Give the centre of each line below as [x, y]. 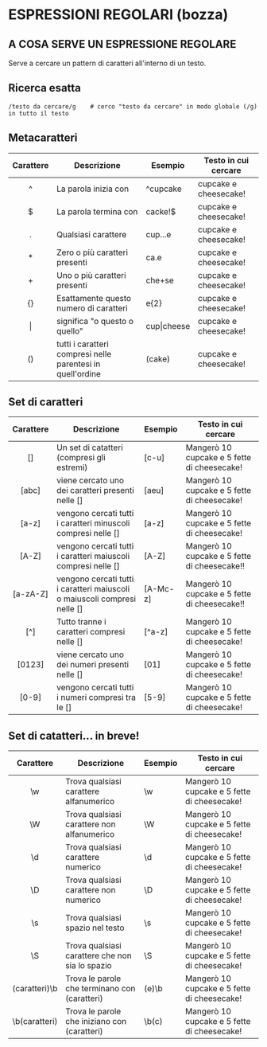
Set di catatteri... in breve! [74, 735]
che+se [160, 280]
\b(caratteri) [35, 1022]
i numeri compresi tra [97, 697]
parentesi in [79, 364]
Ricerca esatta [45, 88]
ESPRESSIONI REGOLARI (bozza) [118, 15]
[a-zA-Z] [31, 594]
